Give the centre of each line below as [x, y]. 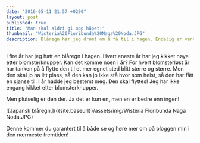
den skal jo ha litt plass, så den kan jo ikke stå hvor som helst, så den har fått [100, 75]
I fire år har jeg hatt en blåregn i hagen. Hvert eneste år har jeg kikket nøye [97, 56]
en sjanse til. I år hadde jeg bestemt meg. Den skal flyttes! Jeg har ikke [93, 81]
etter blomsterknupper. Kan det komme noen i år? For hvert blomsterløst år [98, 62]
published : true [26, 23]
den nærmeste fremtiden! [37, 135]
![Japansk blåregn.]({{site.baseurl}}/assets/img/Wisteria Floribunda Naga [96, 111]
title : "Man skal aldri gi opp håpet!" [56, 28]
